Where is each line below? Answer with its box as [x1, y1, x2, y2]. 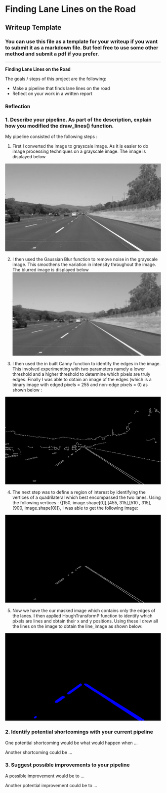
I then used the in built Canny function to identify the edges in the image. [12, 360, 161, 366]
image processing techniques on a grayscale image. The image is [12, 148, 146, 154]
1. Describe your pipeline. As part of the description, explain [5, 116, 152, 123]
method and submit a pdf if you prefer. [5, 50, 100, 57]
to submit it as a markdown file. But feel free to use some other [5, 44, 159, 51]
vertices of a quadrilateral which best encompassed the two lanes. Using [12, 494, 161, 500]
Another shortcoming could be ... [5, 749, 73, 755]
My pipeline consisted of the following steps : [5, 133, 98, 139]
